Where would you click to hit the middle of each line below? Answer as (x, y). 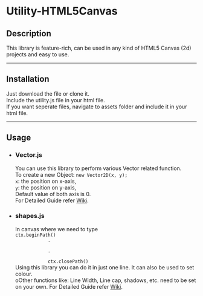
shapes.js (30, 216)
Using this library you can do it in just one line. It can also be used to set (105, 267)
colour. (24, 274)
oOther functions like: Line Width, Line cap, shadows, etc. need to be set (105, 280)
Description (29, 34)
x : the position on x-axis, (46, 181)
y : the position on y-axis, (46, 187)
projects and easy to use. (38, 54)
